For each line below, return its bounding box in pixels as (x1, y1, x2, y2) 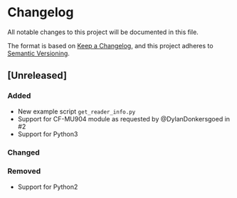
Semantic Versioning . (7, 49, 70, 57)
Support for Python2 (17, 182, 78, 191)
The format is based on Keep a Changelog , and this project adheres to (7, 41, 214, 50)
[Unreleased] (7, 70, 68, 82)
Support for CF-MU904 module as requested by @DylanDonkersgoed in (17, 114, 230, 123)
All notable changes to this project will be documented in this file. (7, 28, 199, 36)
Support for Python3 (17, 129, 78, 138)
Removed (7, 166, 41, 176)
